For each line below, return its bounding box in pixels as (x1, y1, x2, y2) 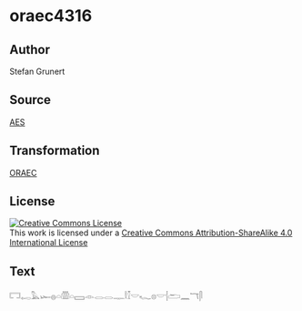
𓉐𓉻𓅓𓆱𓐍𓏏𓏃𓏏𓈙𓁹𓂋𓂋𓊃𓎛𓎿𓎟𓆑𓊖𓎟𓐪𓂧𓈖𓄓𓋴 (9, 291, 203, 302)
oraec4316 (9, 5, 93, 26)
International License (9, 237, 88, 248)
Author (9, 42, 50, 57)
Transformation (9, 143, 100, 159)
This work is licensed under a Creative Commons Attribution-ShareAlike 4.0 (9, 227, 293, 238)
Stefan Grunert (9, 66, 65, 77)
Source (9, 92, 52, 108)
